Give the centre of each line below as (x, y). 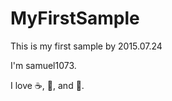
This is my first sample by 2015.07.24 (86, 46)
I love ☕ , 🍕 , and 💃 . (47, 85)
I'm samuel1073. (43, 65)
